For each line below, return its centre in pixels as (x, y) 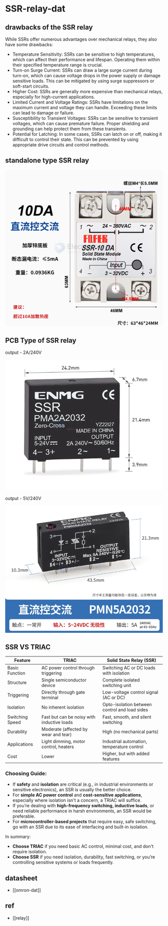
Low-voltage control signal (130, 692)
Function (16, 673)
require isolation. (30, 852)
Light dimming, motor (63, 742)
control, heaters (58, 747)
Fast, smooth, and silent (127, 717)
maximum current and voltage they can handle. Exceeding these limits (85, 107)
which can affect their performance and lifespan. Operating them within (86, 60)
